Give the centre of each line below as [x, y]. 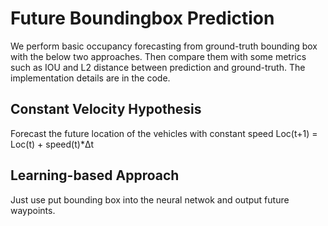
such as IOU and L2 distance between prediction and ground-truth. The [158, 67]
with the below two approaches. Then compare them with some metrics [158, 56]
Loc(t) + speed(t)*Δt [52, 144]
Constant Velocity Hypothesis [106, 109]
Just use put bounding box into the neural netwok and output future [150, 199]
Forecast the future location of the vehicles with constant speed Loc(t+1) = [164, 133]
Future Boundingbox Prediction [142, 18]
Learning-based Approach [95, 175]
